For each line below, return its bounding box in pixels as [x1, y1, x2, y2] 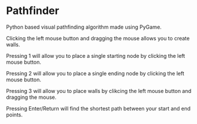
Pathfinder [6, 4, 59, 18]
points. [6, 111, 23, 118]
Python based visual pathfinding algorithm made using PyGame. [6, 23, 162, 30]
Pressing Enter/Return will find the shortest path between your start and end [6, 105, 191, 112]
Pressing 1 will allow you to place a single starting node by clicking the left [6, 52, 185, 59]
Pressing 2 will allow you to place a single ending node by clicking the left [6, 70, 185, 77]
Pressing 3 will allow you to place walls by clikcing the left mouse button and [6, 87, 192, 94]
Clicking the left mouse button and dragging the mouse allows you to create [6, 35, 190, 42]
